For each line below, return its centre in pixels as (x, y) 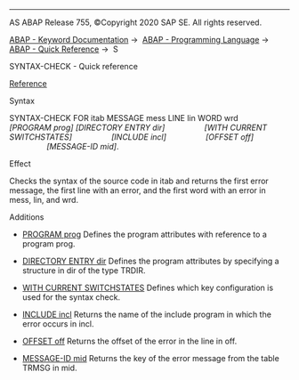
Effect (20, 164)
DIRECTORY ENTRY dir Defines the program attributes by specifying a (150, 261)
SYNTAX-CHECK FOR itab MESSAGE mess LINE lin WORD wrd (124, 118)
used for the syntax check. (71, 297)
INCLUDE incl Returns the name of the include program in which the (146, 314)
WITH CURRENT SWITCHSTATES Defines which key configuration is (148, 287)
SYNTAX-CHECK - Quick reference (73, 66)
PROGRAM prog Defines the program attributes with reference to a (144, 234)
